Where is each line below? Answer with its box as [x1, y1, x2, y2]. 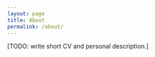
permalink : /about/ [7, 23, 64, 30]
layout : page [7, 10, 45, 17]
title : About [7, 17, 45, 24]
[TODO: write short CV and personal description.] [7, 42, 149, 51]
